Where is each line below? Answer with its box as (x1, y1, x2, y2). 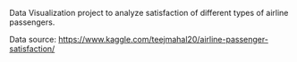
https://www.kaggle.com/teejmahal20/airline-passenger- (57, 35, 268, 44)
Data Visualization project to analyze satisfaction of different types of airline (9, 8, 289, 18)
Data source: (9, 35, 56, 44)
